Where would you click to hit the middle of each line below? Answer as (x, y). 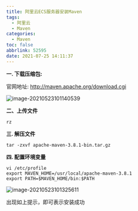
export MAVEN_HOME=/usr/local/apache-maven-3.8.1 (69, 173)
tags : (13, 17)
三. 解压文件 (21, 134)
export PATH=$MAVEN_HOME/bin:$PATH (50, 179)
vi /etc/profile (26, 168)
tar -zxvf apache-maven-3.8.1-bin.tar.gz (59, 145)
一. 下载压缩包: (24, 74)
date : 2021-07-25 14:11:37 (40, 56)
